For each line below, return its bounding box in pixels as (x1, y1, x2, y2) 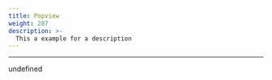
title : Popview (8, 11, 60, 20)
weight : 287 (8, 19, 49, 27)
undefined (8, 64, 43, 74)
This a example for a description (15, 34, 132, 43)
